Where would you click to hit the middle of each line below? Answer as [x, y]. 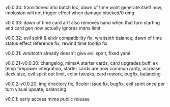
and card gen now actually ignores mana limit [53, 28]
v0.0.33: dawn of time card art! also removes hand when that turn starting [83, 23]
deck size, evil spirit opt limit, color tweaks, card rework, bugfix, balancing [83, 74]
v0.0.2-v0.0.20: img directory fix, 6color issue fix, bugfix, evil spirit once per [85, 84]
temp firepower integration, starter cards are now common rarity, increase [83, 69]
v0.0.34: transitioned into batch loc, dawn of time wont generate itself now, [84, 7]
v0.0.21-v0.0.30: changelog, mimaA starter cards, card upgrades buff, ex [82, 63]
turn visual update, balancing [36, 89]
